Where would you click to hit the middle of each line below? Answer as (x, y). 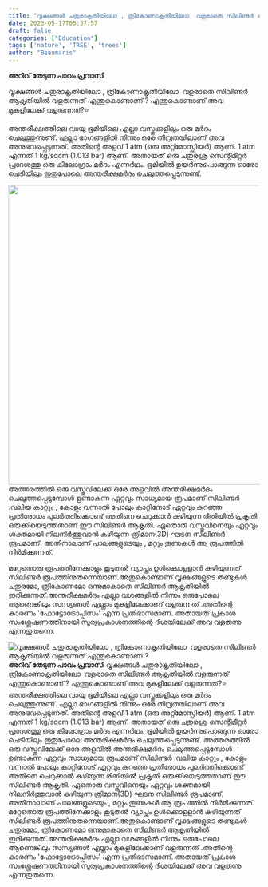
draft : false (30, 30)
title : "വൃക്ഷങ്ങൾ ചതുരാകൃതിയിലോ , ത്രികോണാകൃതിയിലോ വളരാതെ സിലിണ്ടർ (131, 16)
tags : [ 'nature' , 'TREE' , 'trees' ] (67, 46)
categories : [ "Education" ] (53, 38)
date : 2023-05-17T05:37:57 (53, 23)
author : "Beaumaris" (43, 53)
